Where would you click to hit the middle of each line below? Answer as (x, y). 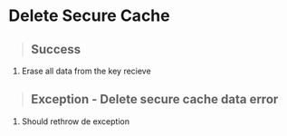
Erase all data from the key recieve (86, 71)
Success (56, 49)
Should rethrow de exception (76, 121)
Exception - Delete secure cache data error (154, 99)
